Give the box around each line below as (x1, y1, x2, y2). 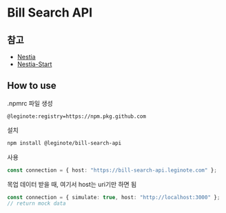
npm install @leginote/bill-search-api (7, 139, 122, 146)
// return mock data (7, 200, 67, 207)
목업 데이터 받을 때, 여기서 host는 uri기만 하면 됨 (7, 180, 137, 188)
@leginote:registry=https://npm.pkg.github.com (7, 112, 147, 120)
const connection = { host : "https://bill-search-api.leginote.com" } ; (7, 167, 217, 174)
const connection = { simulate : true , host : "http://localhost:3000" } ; (7, 194, 220, 201)
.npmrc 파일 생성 (7, 99, 53, 108)
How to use (7, 80, 56, 92)
